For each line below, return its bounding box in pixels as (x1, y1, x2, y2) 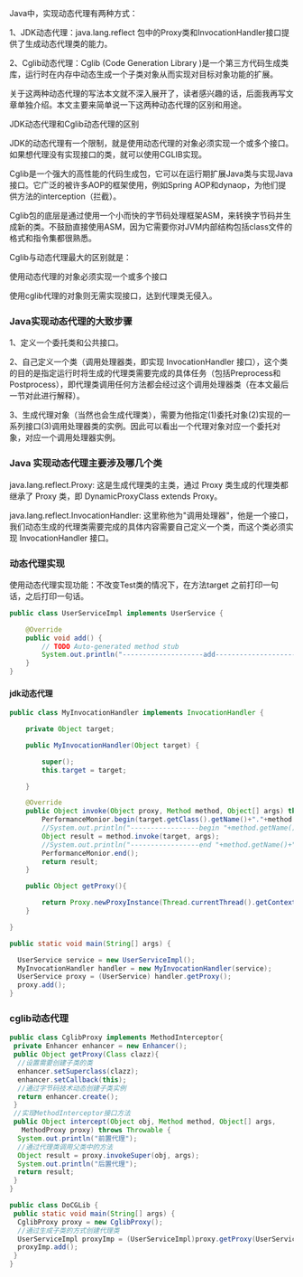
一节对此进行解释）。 (9, 390, 85, 401)
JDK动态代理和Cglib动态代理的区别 (9, 118, 140, 129)
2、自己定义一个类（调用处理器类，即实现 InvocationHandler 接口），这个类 (9, 356, 289, 368)
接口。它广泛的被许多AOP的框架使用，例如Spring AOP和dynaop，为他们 (9, 180, 279, 190)
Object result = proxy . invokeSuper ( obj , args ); (17, 1150, 200, 1160)
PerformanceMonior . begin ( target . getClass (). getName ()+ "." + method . (41, 815, 297, 824)
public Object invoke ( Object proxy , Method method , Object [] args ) (25, 807, 284, 816)
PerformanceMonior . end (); (41, 849, 140, 858)
